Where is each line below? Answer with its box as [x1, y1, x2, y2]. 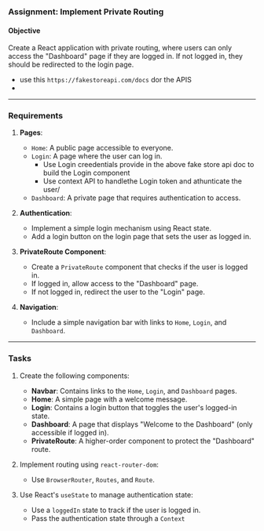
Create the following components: [19, 371, 130, 380]
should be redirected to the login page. [8, 60, 134, 69]
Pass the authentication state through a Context [31, 513, 185, 523]
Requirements [8, 111, 64, 122]
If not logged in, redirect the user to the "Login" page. [31, 287, 206, 296]
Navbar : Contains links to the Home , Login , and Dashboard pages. [31, 386, 237, 395]
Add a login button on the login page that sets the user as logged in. [31, 232, 251, 242]
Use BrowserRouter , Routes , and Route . [31, 475, 155, 484]
